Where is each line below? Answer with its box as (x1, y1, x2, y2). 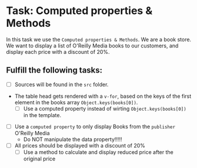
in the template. (23, 111, 62, 118)
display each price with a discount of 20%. (6, 48, 110, 55)
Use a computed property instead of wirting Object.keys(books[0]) (23, 105, 186, 112)
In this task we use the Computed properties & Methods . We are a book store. (6, 36, 192, 43)
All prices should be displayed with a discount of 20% (14, 142, 146, 149)
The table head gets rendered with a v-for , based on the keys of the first (14, 92, 192, 100)
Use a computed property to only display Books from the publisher (14, 123, 175, 130)
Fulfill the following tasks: (6, 66, 103, 76)
